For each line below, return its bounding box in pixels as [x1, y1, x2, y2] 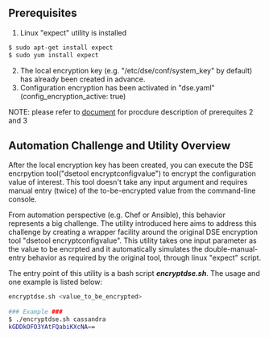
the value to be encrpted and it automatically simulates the [8, 244, 203, 254]
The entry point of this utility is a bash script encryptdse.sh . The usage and [8, 269, 260, 278]
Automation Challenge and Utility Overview [8, 139, 231, 152]
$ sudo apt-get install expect [8, 44, 114, 52]
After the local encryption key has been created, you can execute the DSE [8, 161, 254, 170]
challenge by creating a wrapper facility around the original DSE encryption [8, 227, 259, 237]
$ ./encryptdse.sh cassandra [8, 315, 106, 323]
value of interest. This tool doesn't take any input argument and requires [8, 177, 248, 187]
